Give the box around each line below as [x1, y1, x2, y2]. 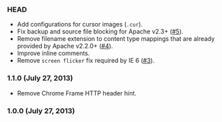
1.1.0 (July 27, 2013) [7, 74, 73, 83]
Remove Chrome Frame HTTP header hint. [16, 89, 137, 97]
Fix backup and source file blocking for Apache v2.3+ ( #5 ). [16, 27, 184, 35]
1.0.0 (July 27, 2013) [7, 106, 75, 115]
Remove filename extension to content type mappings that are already [16, 35, 215, 43]
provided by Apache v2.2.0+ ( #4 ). [16, 42, 113, 50]
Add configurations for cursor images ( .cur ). [16, 20, 143, 29]
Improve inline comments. [16, 49, 90, 57]
